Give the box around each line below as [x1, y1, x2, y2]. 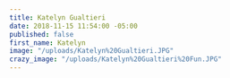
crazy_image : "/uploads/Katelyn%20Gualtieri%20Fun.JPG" [9, 55, 222, 64]
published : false [9, 30, 74, 39]
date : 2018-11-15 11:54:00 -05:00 [9, 22, 139, 30]
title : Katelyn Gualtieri [9, 13, 106, 22]
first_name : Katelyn [9, 38, 87, 48]
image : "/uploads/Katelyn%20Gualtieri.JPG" [9, 47, 175, 56]
